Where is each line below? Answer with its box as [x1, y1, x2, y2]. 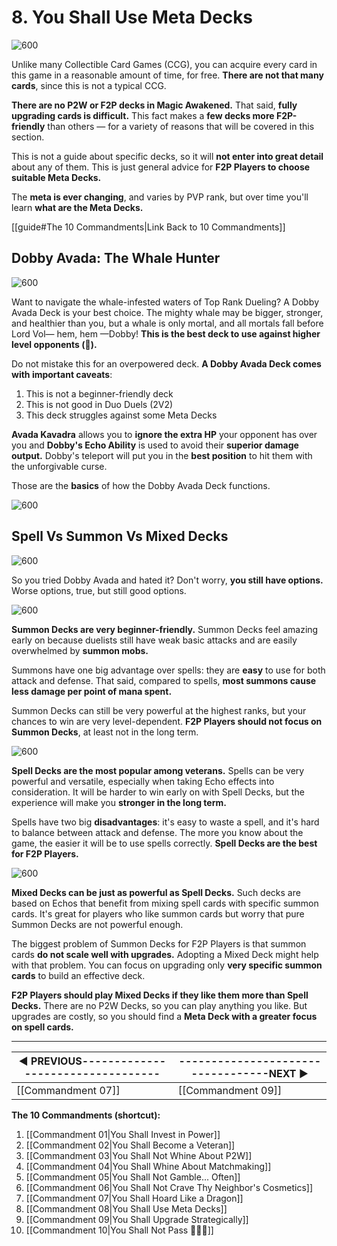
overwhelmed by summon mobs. [11, 644, 149, 656]
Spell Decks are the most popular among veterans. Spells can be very [11, 764, 305, 776]
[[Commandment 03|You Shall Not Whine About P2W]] [25, 1149, 253, 1161]
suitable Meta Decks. [11, 171, 102, 183]
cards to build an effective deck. [11, 969, 146, 981]
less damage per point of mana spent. [11, 685, 173, 697]
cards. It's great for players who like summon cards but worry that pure [11, 907, 305, 920]
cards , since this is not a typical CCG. [11, 79, 167, 91]
